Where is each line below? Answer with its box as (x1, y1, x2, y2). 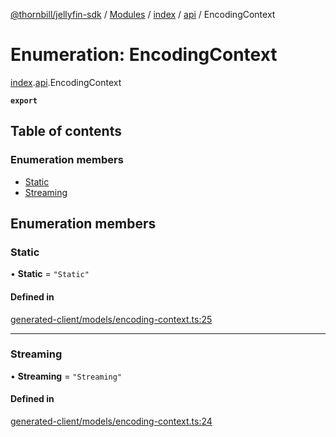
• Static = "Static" (10, 268, 90, 280)
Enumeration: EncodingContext (10, 44, 278, 66)
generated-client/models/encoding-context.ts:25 (10, 313, 213, 325)
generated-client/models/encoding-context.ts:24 (10, 415, 213, 428)
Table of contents (10, 123, 122, 140)
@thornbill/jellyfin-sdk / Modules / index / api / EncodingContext (10, 9, 276, 20)
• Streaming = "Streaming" (10, 370, 123, 382)
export (10, 95, 38, 106)
